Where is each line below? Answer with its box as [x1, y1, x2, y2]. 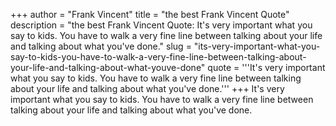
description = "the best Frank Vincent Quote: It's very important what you [10, 19, 313, 31]
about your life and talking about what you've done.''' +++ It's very [10, 83, 285, 94]
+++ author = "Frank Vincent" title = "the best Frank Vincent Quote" [10, 9, 290, 20]
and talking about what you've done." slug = [10, 40, 192, 52]
